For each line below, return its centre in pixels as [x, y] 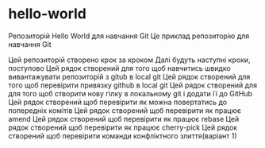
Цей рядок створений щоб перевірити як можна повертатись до [118, 102]
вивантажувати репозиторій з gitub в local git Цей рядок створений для [129, 76]
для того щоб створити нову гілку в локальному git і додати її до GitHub [130, 93]
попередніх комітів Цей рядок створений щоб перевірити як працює [125, 110]
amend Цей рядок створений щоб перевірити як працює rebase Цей [124, 119]
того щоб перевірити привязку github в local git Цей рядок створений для [133, 85]
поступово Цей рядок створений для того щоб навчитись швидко [120, 68]
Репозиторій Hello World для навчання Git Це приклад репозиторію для [129, 36]
